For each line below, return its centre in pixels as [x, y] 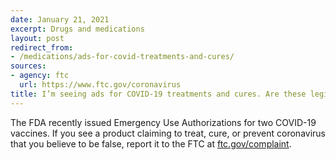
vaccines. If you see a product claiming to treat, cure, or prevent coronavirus [168, 133]
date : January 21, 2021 [60, 19]
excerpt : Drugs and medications [77, 29]
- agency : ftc [40, 76]
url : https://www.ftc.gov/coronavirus [100, 85]
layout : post [37, 38]
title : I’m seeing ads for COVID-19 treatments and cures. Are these [158, 94]
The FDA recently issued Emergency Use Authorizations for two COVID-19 [163, 122]
